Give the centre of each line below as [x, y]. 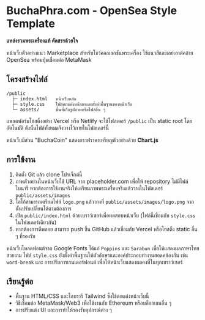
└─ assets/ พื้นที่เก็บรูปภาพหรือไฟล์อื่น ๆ [59, 110]
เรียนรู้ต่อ [20, 281]
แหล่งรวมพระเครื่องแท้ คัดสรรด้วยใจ [42, 40]
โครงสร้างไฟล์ [27, 79]
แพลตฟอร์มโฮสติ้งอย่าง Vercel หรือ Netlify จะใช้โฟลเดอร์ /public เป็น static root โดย [99, 121]
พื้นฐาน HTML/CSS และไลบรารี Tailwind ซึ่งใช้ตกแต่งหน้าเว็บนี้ [82, 296]
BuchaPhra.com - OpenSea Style [92, 11]
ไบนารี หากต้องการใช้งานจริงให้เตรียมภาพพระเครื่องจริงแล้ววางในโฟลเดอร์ [89, 188]
